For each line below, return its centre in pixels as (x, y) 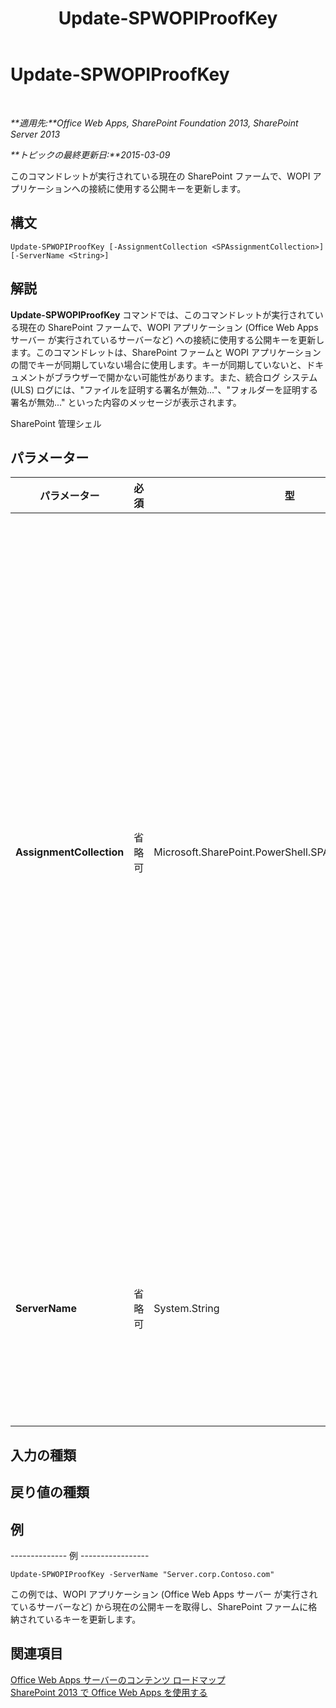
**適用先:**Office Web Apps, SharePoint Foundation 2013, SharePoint (154, 123)
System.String (186, 1309)
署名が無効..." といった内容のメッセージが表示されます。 (126, 402)
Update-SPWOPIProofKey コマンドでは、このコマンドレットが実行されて (162, 314)
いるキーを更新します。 (93, 1619)
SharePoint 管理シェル (56, 423)
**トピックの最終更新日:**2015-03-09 (90, 154)
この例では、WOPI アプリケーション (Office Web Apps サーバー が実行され (164, 1594)
